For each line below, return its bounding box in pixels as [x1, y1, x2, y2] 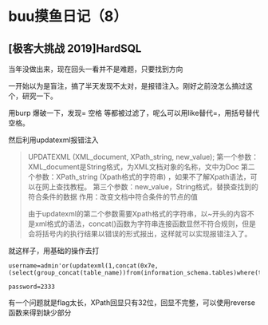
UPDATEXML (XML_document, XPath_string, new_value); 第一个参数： [27, 153, 259, 161]
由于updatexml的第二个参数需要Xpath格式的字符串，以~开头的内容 [27, 209, 247, 218]
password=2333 [8, 283, 56, 291]
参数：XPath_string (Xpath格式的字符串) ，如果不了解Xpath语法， [34, 172, 251, 181]
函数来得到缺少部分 [8, 308, 72, 317]
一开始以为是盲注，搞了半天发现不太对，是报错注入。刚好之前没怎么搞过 [8, 81, 246, 90]
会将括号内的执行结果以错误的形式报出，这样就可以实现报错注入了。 [27, 229, 252, 238]
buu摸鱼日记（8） [8, 7, 128, 26]
